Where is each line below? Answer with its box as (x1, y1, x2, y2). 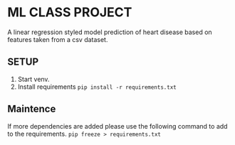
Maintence (7, 103, 56, 115)
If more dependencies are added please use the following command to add (7, 122, 228, 130)
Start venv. (17, 75, 50, 83)
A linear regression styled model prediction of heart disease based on (7, 28, 212, 36)
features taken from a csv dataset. (7, 35, 108, 43)
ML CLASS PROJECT (7, 4, 132, 21)
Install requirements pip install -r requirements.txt (17, 82, 177, 91)
